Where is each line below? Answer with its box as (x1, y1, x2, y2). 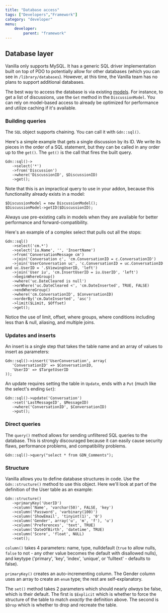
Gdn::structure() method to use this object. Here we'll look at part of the (5, 481, 157, 487)
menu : (5, 21, 17, 27)
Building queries (5, 117, 46, 124)
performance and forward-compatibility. (5, 219, 89, 226)
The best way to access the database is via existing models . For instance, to (5, 89, 163, 95)
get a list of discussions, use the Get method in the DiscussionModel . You (5, 94, 155, 100)
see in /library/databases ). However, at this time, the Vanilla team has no (5, 74, 158, 80)
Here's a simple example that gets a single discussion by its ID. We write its (5, 139, 161, 145)
